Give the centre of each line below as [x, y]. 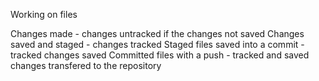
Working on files [44, 14]
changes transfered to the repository [86, 65]
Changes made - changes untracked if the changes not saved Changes [157, 33]
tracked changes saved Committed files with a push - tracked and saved [160, 55]
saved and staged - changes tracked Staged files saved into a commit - [157, 44]
